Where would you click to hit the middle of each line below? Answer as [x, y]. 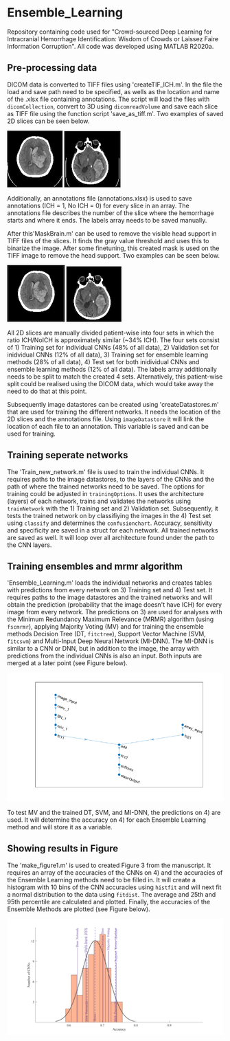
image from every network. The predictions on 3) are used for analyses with [115, 612]
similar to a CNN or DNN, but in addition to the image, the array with [103, 649]
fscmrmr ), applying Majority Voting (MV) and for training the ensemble [105, 627]
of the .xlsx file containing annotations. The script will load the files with [108, 99]
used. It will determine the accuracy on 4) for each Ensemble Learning [107, 820]
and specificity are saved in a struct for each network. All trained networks [113, 530]
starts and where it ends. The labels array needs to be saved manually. [107, 220]
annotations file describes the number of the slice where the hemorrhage [111, 213]
